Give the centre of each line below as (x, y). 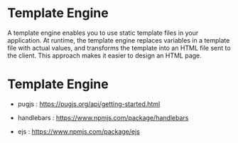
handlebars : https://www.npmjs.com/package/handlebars (103, 117)
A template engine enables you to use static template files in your (103, 33)
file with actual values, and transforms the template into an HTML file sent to (119, 48)
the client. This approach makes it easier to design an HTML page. (105, 55)
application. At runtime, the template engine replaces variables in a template (119, 40)
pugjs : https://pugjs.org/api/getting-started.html (89, 104)
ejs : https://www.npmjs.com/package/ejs (79, 131)
